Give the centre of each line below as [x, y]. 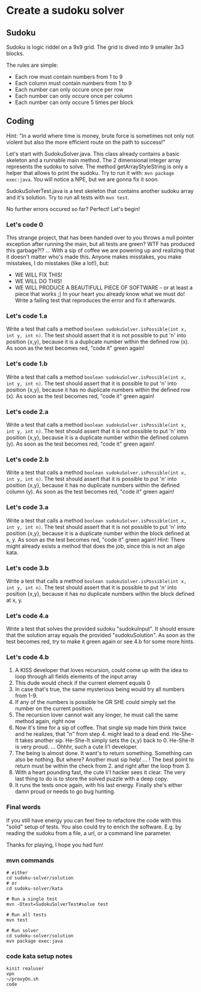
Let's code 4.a [28, 616]
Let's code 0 [25, 224]
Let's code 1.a [27, 316]
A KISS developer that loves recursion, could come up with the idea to [101, 670]
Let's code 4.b [28, 657]
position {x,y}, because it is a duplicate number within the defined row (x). [98, 342]
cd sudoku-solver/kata [34, 889]
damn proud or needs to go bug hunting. [65, 792]
